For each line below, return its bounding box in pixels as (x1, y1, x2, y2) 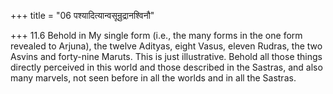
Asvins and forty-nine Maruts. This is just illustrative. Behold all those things (10, 51, 323, 62)
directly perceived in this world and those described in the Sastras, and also (10, 61, 323, 73)
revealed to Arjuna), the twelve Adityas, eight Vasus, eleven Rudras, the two (10, 40, 323, 52)
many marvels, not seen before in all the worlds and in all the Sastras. (10, 72, 297, 84)
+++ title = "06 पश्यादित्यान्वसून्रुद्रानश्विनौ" (10, 10, 155, 21)
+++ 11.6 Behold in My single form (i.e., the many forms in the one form (10, 30, 303, 41)
